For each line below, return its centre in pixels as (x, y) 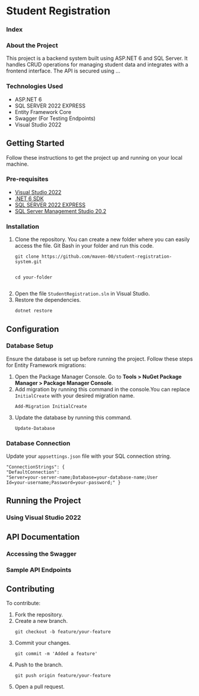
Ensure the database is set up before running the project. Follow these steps (99, 359)
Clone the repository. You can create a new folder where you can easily (102, 239)
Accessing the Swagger (41, 553)
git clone (27, 257)
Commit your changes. (42, 643)
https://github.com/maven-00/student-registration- (107, 257)
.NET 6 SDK (29, 198)
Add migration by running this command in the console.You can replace (102, 389)
